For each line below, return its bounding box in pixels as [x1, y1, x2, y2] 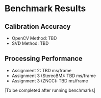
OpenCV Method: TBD [11, 35, 57, 41]
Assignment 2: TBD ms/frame [11, 67, 72, 73]
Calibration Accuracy [4, 22, 71, 31]
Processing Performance [4, 55, 83, 63]
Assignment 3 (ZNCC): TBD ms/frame [11, 78, 88, 83]
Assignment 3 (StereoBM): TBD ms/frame [11, 73, 96, 78]
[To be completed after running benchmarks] [4, 87, 96, 93]
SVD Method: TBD [11, 40, 49, 46]
